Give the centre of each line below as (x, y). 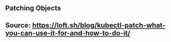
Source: (18, 25)
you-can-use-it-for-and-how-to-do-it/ (68, 33)
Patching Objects (33, 8)
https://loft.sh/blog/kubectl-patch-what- (99, 25)
